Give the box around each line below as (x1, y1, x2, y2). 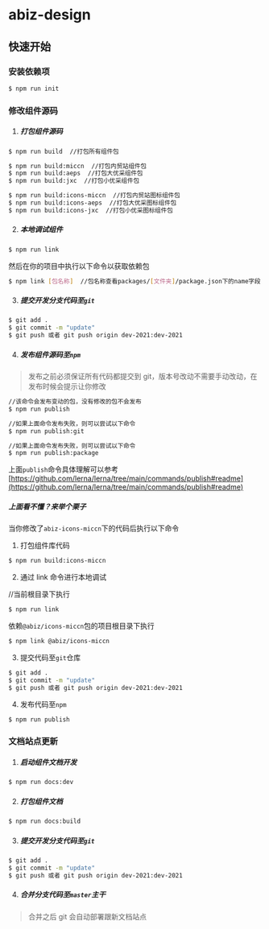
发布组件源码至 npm (19, 349, 81, 359)
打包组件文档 (19, 796, 63, 806)
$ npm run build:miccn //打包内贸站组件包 (8, 162, 147, 170)
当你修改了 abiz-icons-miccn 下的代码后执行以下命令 (8, 523, 180, 533)
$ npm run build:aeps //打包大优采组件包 (8, 169, 143, 178)
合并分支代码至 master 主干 (19, 890, 106, 899)
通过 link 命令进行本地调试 (19, 572, 107, 582)
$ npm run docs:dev (8, 778, 74, 787)
